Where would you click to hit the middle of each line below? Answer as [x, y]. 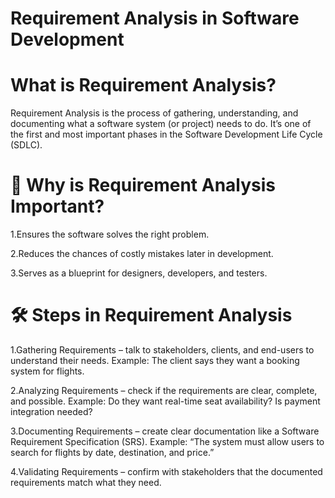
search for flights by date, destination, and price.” [112, 452]
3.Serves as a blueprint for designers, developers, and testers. [139, 273]
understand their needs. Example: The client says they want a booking [155, 360]
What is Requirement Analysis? [143, 85]
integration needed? [51, 411]
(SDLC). [26, 145]
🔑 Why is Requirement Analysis [143, 185]
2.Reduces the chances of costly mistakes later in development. [142, 254]
